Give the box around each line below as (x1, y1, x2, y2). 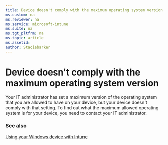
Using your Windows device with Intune (5, 134, 88, 140)
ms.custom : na (5, 12, 35, 17)
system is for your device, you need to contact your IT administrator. (5, 110, 147, 116)
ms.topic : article (5, 36, 44, 41)
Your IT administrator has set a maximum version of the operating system (5, 94, 157, 100)
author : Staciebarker (5, 45, 51, 50)
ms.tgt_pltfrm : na (5, 31, 44, 36)
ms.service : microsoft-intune (5, 21, 69, 27)
